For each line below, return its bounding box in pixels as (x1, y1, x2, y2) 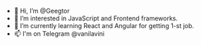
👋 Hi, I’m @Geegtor (13, 7, 70, 15)
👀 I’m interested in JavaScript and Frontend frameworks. (13, 14, 178, 22)
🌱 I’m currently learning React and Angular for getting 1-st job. (13, 22, 195, 30)
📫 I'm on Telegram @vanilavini (13, 30, 104, 38)
